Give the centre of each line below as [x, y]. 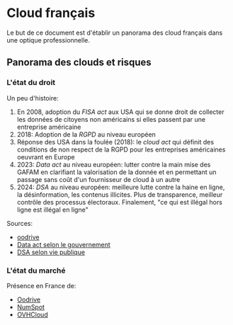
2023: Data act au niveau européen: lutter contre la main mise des [114, 164]
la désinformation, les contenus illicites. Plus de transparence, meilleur [120, 194]
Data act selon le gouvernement [63, 244]
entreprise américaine [49, 127]
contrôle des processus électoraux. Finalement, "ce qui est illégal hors [119, 202]
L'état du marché [36, 270]
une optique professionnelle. [48, 40]
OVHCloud [32, 314]
